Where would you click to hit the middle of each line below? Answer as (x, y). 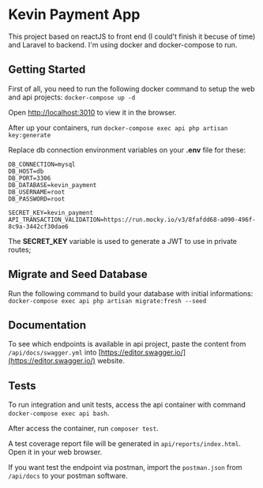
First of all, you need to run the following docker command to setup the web (131, 88)
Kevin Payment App (74, 15)
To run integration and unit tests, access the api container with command (127, 405)
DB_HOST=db (26, 171)
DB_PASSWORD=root (37, 199)
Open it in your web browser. (55, 452)
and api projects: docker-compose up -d (72, 97)
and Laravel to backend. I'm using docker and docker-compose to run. (123, 44)
